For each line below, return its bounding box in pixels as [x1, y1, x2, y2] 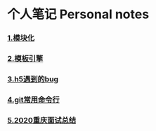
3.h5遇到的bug [7, 74, 58, 84]
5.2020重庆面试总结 [7, 115, 77, 125]
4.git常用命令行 [7, 95, 60, 104]
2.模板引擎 [7, 54, 44, 64]
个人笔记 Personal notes [7, 6, 150, 22]
